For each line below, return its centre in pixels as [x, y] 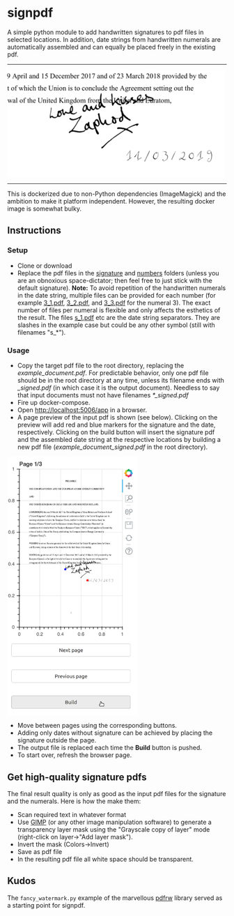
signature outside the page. [57, 740]
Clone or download [45, 266]
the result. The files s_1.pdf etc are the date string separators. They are [119, 317]
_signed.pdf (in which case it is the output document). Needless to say [118, 388]
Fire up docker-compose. [54, 403]
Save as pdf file [40, 852]
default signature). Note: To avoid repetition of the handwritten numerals [122, 288]
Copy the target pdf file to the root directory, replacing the [101, 366]
